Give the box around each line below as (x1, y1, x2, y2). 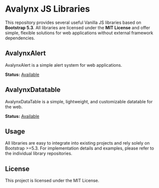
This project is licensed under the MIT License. (5, 178, 99, 184)
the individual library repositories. (5, 150, 72, 156)
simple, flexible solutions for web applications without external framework (5, 30, 154, 36)
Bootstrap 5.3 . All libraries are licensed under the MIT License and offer (5, 24, 150, 30)
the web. (5, 104, 23, 110)
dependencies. (5, 35, 35, 41)
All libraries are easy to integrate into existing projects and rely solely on (5, 140, 150, 146)
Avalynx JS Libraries (5, 3, 90, 15)
